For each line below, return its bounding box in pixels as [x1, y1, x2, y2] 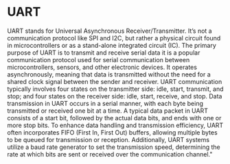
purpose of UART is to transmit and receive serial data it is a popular [7, 49, 200, 57]
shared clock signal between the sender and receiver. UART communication [7, 77, 222, 85]
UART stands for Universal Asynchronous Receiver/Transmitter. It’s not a [7, 27, 212, 35]
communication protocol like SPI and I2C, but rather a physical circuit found [7, 33, 221, 42]
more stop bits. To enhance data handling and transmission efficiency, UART [7, 121, 224, 129]
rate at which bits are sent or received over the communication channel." [7, 150, 213, 158]
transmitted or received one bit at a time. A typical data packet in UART [7, 107, 208, 115]
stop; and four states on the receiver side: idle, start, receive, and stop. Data [7, 92, 222, 100]
